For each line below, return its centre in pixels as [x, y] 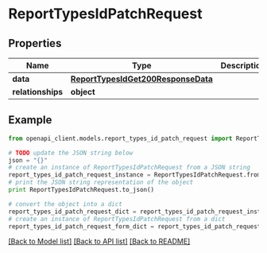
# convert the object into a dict [66, 204]
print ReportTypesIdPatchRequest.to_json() [81, 190]
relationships [38, 92]
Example [30, 120]
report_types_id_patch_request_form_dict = [81, 226]
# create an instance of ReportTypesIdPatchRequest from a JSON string [129, 168]
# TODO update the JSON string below [71, 153]
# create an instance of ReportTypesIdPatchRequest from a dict [117, 219]
